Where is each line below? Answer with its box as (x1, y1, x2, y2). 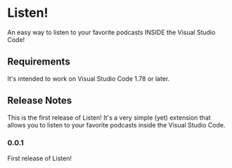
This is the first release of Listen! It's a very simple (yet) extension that (7, 113, 211, 122)
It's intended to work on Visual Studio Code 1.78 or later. (7, 74, 170, 83)
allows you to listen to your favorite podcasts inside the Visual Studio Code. (7, 120, 226, 129)
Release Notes (7, 94, 72, 106)
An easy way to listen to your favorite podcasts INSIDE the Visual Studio (7, 28, 216, 36)
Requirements (7, 56, 70, 68)
